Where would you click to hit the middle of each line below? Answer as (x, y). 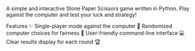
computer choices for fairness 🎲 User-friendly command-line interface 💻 (95, 33)
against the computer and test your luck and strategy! (71, 15)
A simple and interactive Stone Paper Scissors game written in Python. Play (98, 8)
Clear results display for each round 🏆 (53, 42)
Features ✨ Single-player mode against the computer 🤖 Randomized (89, 26)
